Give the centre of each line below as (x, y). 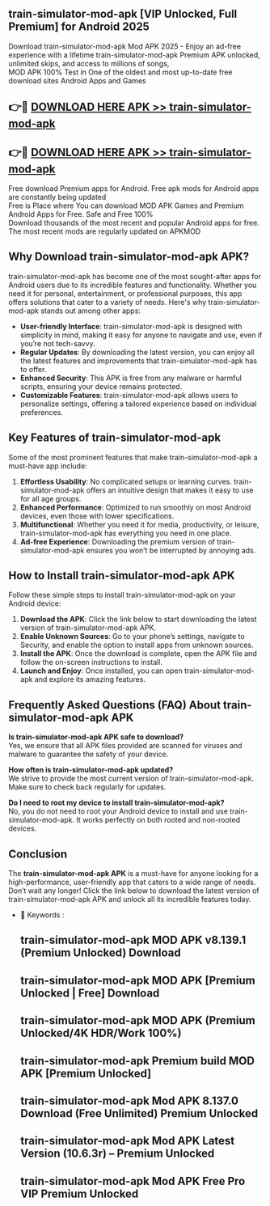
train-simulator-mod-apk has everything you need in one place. (126, 533)
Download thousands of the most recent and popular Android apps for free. (134, 223)
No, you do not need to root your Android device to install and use (118, 811)
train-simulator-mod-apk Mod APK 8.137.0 (129, 1101)
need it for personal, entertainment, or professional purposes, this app (125, 293)
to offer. (33, 369)
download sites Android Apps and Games (78, 80)
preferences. (41, 412)
